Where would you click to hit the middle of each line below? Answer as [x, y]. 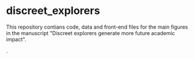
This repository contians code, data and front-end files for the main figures [97, 27]
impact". [16, 39]
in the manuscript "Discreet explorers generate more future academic [91, 33]
